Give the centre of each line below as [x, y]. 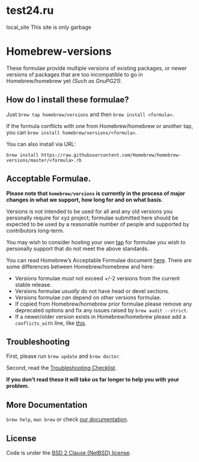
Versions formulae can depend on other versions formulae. [88, 297]
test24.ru [30, 11]
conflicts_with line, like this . [51, 323]
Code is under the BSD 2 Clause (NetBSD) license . [69, 452]
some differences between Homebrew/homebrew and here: [80, 266]
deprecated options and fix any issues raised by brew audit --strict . [101, 310]
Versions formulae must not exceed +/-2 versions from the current [97, 278]
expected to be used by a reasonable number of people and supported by [98, 224]
